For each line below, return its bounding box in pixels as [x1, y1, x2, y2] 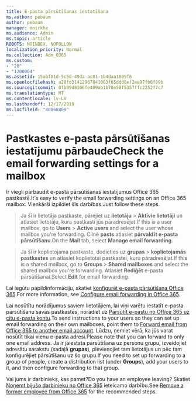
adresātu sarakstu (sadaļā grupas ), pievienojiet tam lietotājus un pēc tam [6, 346, 183, 353]
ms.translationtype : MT [6, 90, 64, 96]
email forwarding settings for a [6, 156, 159, 170]
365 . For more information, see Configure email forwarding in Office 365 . [6, 291, 181, 298]
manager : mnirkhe [6, 25, 49, 31]
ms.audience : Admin [6, 30, 54, 36]
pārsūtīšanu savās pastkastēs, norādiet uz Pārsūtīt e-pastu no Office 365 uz [6, 309, 190, 316]
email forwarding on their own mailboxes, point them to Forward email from [6, 321, 187, 328]
